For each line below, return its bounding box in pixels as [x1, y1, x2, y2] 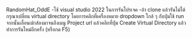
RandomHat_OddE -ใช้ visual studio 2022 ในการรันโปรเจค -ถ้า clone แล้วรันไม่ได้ [6, 6, 186, 13]
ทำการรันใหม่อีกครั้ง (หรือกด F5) [6, 26, 71, 33]
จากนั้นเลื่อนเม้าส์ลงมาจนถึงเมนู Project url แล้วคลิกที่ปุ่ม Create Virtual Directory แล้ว [6, 19, 187, 26]
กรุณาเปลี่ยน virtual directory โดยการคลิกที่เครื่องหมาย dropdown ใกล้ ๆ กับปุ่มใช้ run [6, 13, 184, 19]
